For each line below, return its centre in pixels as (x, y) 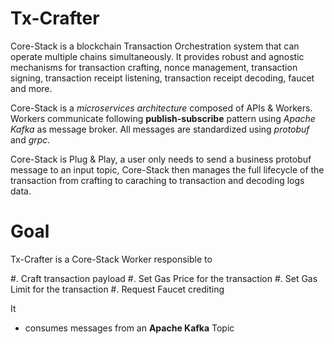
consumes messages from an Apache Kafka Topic (129, 328)
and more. (31, 88)
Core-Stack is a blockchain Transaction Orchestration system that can (155, 46)
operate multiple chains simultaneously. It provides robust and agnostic (157, 56)
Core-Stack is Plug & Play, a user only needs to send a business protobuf (161, 159)
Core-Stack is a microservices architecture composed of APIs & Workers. (161, 108)
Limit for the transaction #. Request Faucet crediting (117, 289)
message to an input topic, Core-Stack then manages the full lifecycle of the (167, 169)
